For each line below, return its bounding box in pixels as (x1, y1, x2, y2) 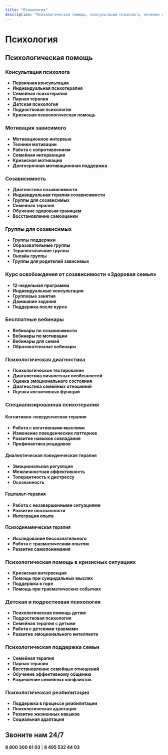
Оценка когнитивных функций (12, 389, 80, 395)
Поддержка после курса (12, 304, 67, 310)
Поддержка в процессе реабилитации (12, 700, 97, 706)
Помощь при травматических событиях (12, 586, 101, 592)
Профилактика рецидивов (12, 441, 71, 447)
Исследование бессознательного (12, 535, 87, 541)
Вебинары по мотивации (12, 333, 67, 339)
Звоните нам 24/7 (5, 731, 64, 739)
